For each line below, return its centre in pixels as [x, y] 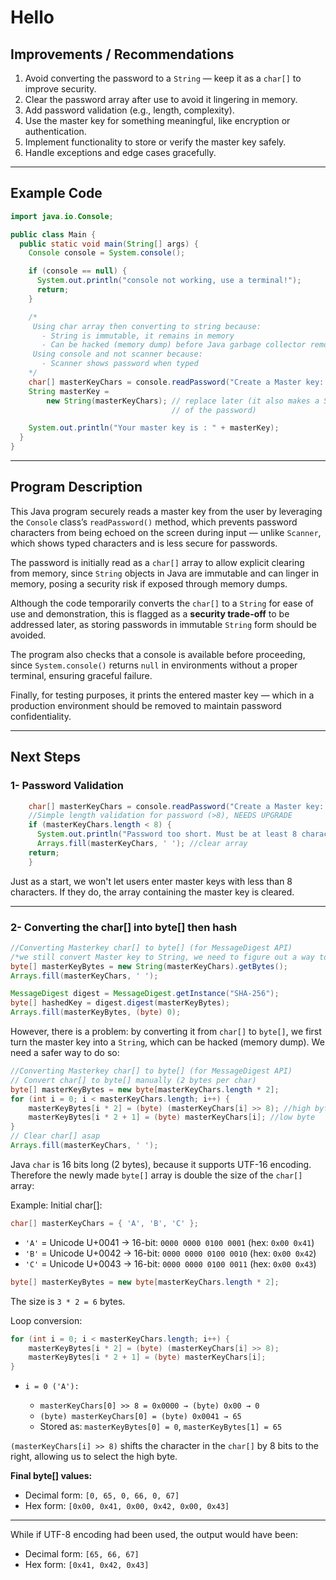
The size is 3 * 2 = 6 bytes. [68, 1301]
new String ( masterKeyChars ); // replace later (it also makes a [183, 401]
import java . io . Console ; [62, 216]
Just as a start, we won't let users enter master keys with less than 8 [151, 881]
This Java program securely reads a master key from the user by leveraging [166, 511]
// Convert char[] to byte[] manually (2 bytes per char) [133, 1080]
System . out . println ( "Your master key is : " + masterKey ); [154, 428]
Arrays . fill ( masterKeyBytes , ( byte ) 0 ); [96, 1012]
